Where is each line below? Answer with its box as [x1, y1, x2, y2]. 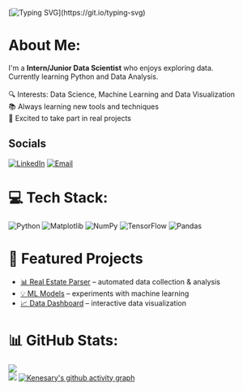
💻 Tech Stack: [8, 188, 109, 206]
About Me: [8, 37, 81, 54]
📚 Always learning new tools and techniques [8, 102, 160, 111]
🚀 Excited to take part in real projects [8, 113, 132, 123]
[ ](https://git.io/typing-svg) [8, 8, 146, 17]
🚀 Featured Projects [8, 249, 143, 267]
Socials [8, 137, 47, 150]
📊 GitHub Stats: [8, 331, 119, 350]
